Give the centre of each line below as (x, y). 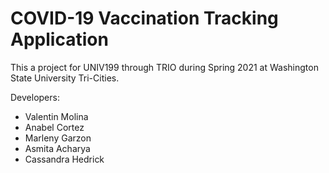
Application (59, 39)
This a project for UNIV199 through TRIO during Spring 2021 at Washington (164, 67)
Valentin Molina (56, 116)
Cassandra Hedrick (64, 159)
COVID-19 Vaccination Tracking (144, 18)
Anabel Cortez (54, 127)
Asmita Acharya (57, 148)
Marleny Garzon (58, 138)
